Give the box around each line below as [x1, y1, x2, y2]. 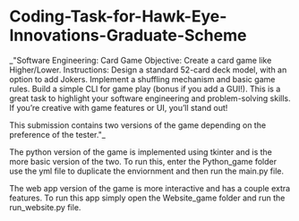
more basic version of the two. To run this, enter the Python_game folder [9, 156, 278, 166]
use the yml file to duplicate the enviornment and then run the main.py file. [9, 166, 285, 176]
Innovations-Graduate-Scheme [9, 25, 247, 46]
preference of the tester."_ [9, 129, 106, 140]
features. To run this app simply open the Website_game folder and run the [9, 192, 286, 203]
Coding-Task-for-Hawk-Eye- [9, 6, 227, 27]
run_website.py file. [9, 201, 81, 212]
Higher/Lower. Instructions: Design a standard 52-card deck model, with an [9, 64, 287, 75]
